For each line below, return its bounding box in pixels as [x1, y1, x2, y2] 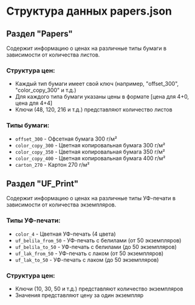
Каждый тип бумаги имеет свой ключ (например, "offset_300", [15, 80, 179, 88]
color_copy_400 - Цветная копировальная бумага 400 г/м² [15, 154, 166, 162]
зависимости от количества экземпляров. [6, 201, 117, 208]
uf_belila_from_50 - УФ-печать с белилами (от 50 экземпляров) [15, 236, 182, 244]
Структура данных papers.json [6, 4, 172, 18]
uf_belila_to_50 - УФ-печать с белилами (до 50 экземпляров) [15, 243, 177, 250]
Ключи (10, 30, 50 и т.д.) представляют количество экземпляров [15, 285, 183, 292]
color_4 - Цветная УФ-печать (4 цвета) [15, 230, 117, 237]
